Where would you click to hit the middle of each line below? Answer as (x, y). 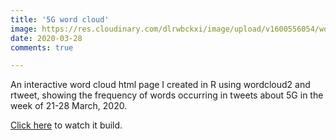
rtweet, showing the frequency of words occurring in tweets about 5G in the (167, 95)
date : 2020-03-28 (46, 38)
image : (24, 29)
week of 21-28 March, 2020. (69, 106)
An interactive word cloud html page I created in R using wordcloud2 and (160, 85)
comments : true (42, 47)
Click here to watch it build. (66, 125)
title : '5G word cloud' (60, 19)
